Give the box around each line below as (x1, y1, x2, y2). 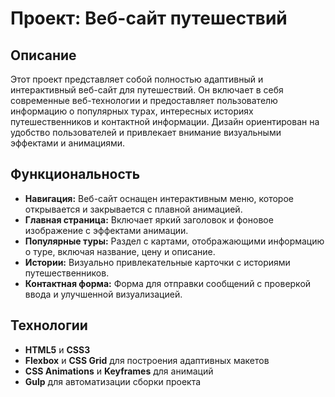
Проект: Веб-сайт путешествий (10, 7, 288, 30)
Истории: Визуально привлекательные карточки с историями (24, 256, 291, 268)
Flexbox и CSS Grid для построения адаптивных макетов (24, 354, 270, 366)
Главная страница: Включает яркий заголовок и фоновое (24, 213, 274, 226)
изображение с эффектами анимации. (24, 224, 189, 236)
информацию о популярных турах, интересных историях (10, 105, 254, 117)
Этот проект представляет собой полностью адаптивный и (10, 73, 264, 85)
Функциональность (10, 166, 141, 183)
